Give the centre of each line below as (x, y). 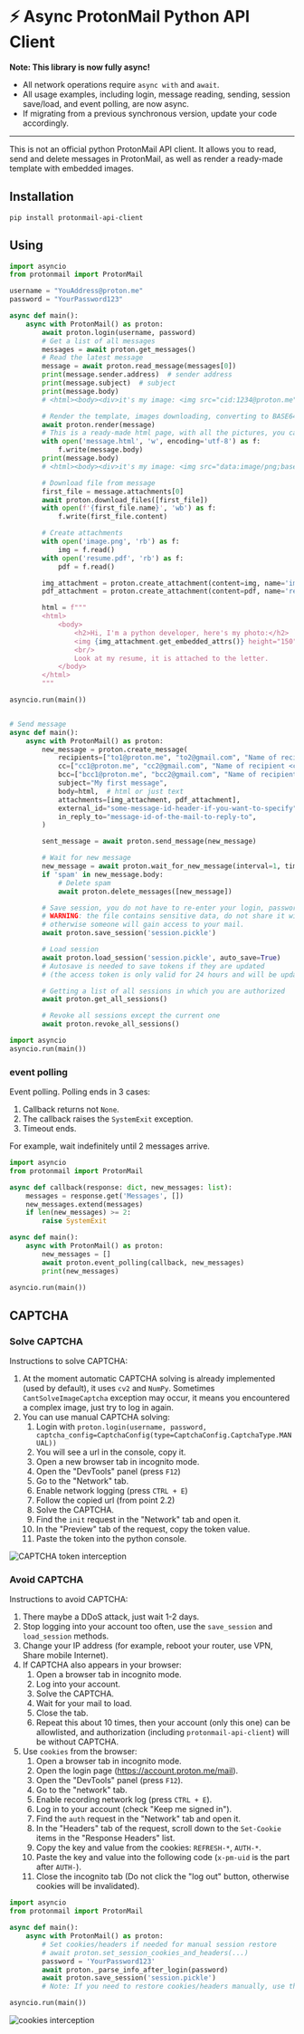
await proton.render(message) (99, 425)
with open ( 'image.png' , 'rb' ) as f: (111, 542)
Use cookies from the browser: (80, 1752)
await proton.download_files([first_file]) (125, 500)
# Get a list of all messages (99, 341)
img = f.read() (86, 549)
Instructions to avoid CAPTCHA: (69, 1600)
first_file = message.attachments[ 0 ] (113, 492)
